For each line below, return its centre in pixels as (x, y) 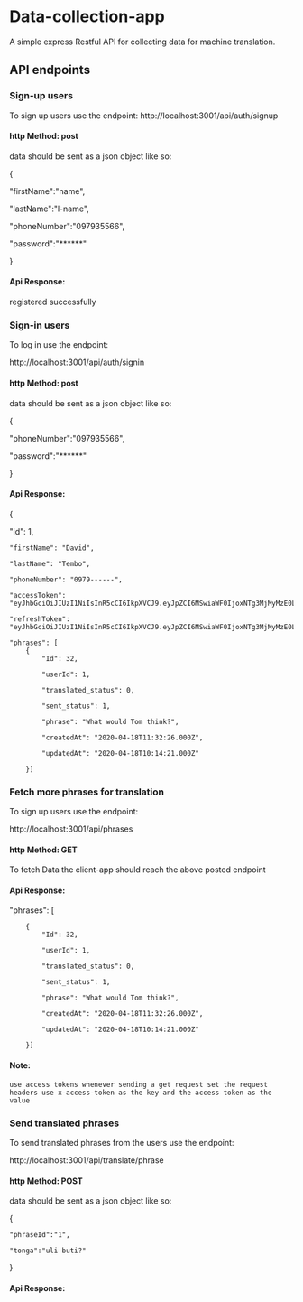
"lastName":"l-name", (50, 209)
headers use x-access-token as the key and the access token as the (141, 1093)
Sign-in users (40, 325)
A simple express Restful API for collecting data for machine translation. (142, 42)
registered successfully (53, 302)
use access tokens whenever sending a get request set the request (139, 1084)
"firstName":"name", (47, 191)
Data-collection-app (87, 17)
